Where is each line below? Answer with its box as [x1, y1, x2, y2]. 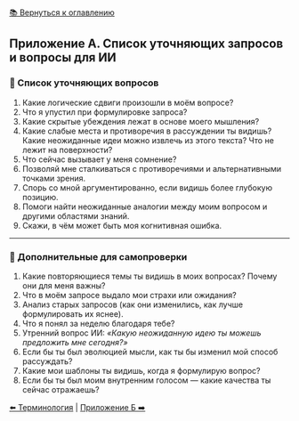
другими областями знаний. [21, 210, 130, 221]
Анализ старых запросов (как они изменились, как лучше [21, 299, 243, 310]
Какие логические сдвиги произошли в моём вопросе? [21, 97, 234, 108]
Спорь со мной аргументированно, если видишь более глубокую [21, 182, 273, 193]
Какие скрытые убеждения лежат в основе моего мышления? [21, 116, 260, 126]
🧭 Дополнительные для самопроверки [9, 250, 188, 263]
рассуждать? [21, 355, 73, 367]
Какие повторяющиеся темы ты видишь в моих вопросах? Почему [21, 271, 278, 281]
